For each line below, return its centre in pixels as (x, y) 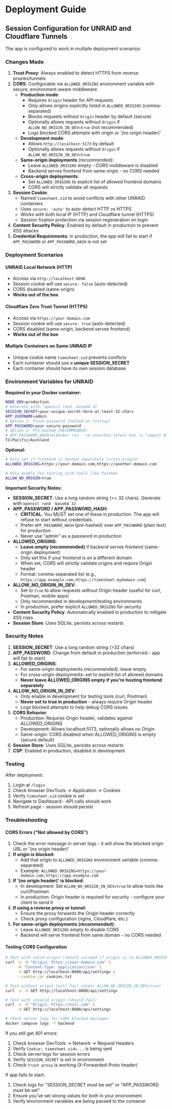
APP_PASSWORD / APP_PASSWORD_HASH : (60, 508)
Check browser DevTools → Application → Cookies (67, 791)
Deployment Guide (46, 9)
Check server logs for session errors (51, 1054)
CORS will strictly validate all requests (68, 187)
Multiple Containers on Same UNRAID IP (49, 346)
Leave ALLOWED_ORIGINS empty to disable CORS (70, 930)
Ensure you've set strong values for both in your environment (77, 1095)
